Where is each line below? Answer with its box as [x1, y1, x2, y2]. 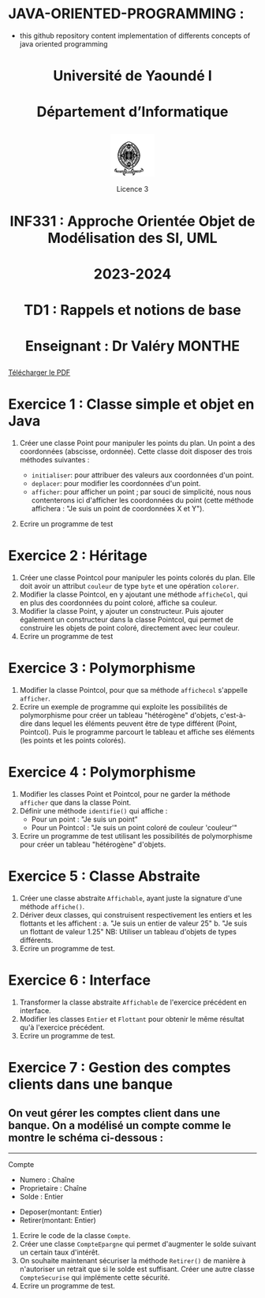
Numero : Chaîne [19, 1175, 75, 1184]
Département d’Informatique [36, 103, 229, 121]
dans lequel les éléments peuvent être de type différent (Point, [34, 719, 237, 728]
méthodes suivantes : [19, 455, 90, 464]
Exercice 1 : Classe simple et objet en [8, 395, 255, 413]
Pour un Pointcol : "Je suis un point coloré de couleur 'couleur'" [31, 822, 238, 832]
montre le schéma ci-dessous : [8, 1132, 164, 1145]
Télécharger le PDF [8, 368, 71, 377]
